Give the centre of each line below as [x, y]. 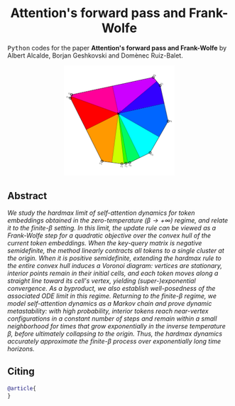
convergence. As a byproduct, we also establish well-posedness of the [111, 289]
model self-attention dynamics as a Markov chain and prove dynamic [110, 304]
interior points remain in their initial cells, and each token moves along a [113, 273]
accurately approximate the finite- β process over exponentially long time [114, 341]
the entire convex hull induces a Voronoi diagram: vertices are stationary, [115, 266]
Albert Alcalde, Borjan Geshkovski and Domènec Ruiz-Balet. [95, 55]
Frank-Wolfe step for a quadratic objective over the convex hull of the [109, 235]
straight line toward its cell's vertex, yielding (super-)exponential [102, 281]
